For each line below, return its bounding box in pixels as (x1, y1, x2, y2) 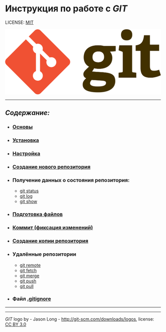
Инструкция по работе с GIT (5, 3, 127, 14)
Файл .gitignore (12, 295, 51, 302)
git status (19, 188, 39, 194)
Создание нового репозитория (12, 164, 90, 170)
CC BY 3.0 (5, 321, 26, 327)
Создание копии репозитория (12, 237, 88, 244)
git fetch (19, 267, 37, 273)
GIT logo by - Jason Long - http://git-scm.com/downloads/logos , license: (5, 316, 155, 322)
